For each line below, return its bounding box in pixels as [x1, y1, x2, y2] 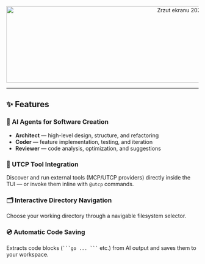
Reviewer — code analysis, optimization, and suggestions [15, 145, 162, 152]
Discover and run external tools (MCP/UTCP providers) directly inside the [6, 173, 191, 181]
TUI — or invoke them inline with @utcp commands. [6, 180, 134, 187]
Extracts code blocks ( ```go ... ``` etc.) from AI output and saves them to [6, 244, 196, 251]
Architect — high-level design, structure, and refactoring [15, 132, 159, 139]
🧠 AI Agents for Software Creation [6, 118, 109, 126]
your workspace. [6, 251, 49, 258]
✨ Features [6, 99, 49, 110]
